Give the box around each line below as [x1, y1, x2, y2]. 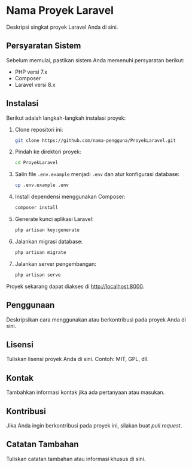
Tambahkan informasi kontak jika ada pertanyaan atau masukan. [6, 389, 165, 396]
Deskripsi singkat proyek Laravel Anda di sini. [6, 23, 118, 31]
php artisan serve [14, 272, 61, 278]
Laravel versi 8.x [14, 81, 56, 88]
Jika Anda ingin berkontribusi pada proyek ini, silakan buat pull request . [6, 421, 182, 429]
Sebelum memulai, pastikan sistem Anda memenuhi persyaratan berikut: [6, 56, 185, 63]
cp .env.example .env [14, 182, 69, 189]
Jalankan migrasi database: [14, 238, 83, 245]
